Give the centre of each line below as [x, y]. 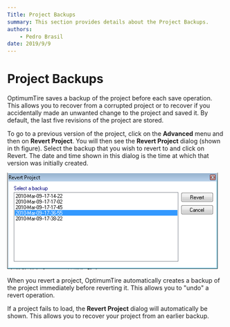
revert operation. [31, 295]
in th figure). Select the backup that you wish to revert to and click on [106, 148]
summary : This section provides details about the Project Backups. [108, 22]
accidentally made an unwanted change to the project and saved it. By [108, 113]
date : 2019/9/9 [29, 44]
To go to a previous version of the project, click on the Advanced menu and [115, 134]
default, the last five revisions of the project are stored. [86, 121]
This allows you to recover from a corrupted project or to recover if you [109, 106]
